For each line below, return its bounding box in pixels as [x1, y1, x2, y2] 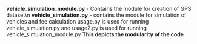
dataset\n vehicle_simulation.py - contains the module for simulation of [6, 11, 187, 19]
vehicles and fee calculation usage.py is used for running [6, 18, 149, 25]
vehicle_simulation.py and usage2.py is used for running [6, 24, 147, 31]
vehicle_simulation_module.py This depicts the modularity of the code [6, 31, 184, 38]
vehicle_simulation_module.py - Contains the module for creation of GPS [6, 5, 192, 12]
